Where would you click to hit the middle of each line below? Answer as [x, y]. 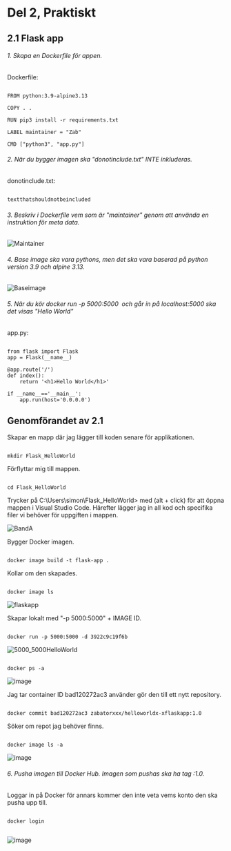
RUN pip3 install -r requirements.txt [63, 120]
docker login [26, 821]
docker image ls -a [35, 745]
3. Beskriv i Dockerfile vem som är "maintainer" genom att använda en [108, 215]
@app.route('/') [30, 370]
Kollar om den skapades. [42, 573]
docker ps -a [26, 669]
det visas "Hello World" [40, 311]
